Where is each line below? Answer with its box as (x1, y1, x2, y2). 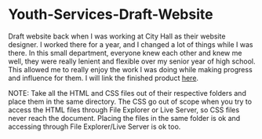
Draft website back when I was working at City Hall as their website (8, 31, 226, 41)
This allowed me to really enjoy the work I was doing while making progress (8, 64, 253, 74)
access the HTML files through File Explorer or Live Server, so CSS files (8, 104, 240, 115)
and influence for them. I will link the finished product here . (8, 73, 198, 82)
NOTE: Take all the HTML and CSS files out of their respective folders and (8, 88, 247, 97)
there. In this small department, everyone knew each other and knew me (8, 48, 242, 57)
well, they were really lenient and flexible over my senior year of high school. (8, 57, 256, 66)
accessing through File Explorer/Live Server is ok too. (8, 122, 181, 131)
